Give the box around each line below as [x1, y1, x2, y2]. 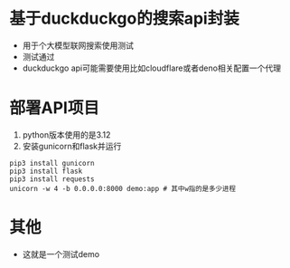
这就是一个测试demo [22, 248, 100, 259]
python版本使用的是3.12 [22, 129, 111, 140]
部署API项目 [9, 98, 99, 119]
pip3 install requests [9, 174, 95, 184]
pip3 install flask [9, 167, 83, 176]
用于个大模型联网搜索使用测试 [22, 40, 134, 51]
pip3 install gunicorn [9, 158, 95, 167]
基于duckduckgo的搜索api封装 [9, 8, 239, 29]
